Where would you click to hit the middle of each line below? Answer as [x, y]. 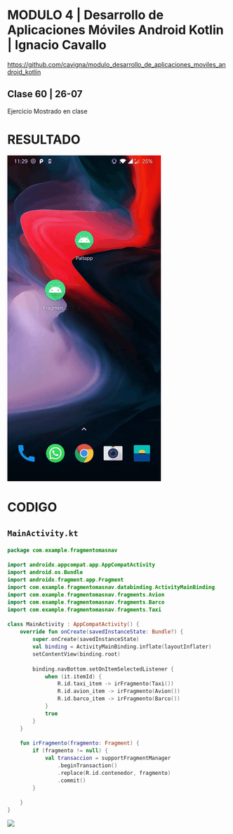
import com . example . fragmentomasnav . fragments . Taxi [84, 609]
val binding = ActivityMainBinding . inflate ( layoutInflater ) [122, 647]
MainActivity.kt [43, 534]
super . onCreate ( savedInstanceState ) [86, 640]
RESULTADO [44, 139]
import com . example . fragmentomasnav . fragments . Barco [86, 602]
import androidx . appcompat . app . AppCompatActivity [81, 565]
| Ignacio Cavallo [57, 45]
